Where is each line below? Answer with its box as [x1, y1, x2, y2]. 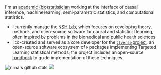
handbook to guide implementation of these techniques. [12, 55, 124, 60]
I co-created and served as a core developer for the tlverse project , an [12, 39, 154, 45]
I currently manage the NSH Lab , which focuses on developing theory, [12, 24, 152, 30]
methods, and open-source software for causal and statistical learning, [12, 29, 154, 34]
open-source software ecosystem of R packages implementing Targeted [12, 45, 156, 50]
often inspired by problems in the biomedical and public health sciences [12, 34, 156, 40]
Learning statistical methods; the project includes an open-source [12, 49, 144, 55]
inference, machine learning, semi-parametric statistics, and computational [5, 9, 155, 15]
